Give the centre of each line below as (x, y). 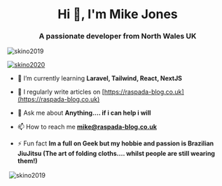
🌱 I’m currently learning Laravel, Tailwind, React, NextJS (100, 78)
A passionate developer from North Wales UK (118, 36)
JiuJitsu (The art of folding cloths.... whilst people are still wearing (116, 154)
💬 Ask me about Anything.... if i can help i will (84, 113)
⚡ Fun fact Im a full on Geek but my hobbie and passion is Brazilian (116, 143)
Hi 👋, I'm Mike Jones (118, 14)
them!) (27, 161)
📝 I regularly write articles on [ (61, 92)
